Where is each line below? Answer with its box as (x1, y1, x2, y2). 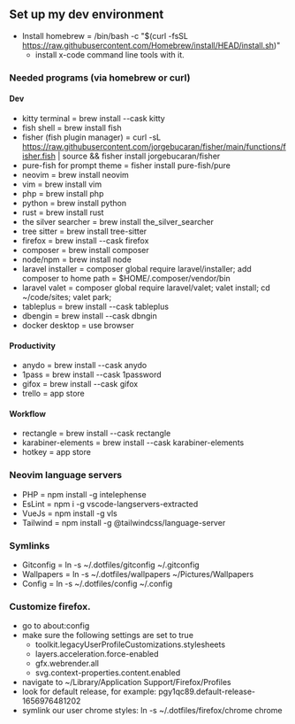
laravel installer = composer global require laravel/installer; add (21, 263, 252, 273)
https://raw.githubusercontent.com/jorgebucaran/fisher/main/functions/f (21, 141, 287, 151)
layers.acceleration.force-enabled (34, 649, 159, 659)
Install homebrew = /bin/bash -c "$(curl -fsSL (21, 30, 188, 41)
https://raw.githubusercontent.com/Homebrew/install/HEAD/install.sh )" (21, 40, 281, 50)
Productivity (9, 340, 56, 350)
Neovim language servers (9, 469, 122, 481)
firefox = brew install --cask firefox (21, 235, 149, 246)
